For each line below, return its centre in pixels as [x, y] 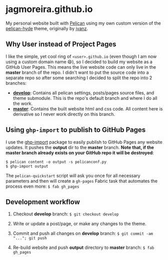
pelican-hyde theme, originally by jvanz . [47, 28]
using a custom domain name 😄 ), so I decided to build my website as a [79, 62]
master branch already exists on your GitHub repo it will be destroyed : [80, 153]
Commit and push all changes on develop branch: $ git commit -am [83, 233]
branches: [16, 83]
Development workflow [43, 202]
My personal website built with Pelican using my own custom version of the [83, 23]
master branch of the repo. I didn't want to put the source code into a [77, 72]
